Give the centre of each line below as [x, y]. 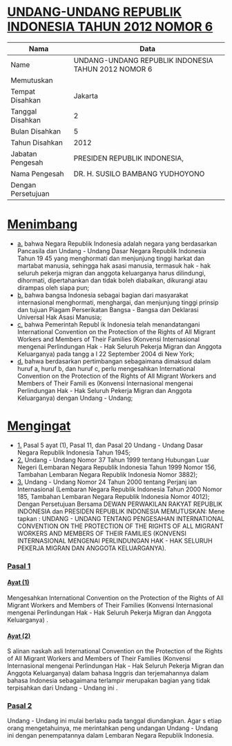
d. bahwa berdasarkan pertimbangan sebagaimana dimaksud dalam [114, 361]
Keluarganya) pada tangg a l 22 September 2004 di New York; [106, 354]
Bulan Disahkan [36, 131]
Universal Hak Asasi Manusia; [59, 317]
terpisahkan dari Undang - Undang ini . [62, 688]
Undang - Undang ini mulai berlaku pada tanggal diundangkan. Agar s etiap [115, 721]
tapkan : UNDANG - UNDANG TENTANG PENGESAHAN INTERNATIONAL [121, 518]
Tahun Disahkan [37, 143]
